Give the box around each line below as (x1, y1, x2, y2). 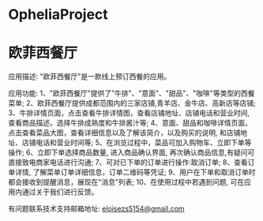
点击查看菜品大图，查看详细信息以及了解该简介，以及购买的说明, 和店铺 (8, 128, 241, 137)
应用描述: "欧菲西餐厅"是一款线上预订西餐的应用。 (8, 72, 171, 81)
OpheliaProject (8, 6, 108, 24)
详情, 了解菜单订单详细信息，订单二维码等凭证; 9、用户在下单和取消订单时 (14, 167, 256, 177)
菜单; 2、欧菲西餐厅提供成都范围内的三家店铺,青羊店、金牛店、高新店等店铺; (8, 99, 256, 108)
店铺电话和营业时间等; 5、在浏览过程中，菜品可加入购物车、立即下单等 (21, 138, 252, 148)
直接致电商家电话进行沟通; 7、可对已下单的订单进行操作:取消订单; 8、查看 (8, 158, 248, 167)
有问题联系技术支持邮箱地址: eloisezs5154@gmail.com (8, 204, 185, 214)
